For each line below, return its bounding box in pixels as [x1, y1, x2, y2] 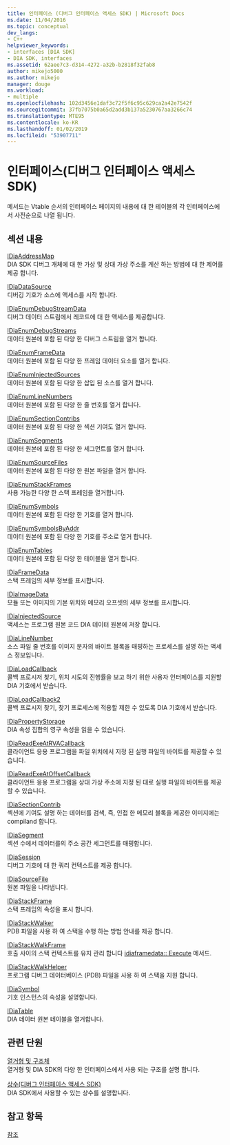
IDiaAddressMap [7, 252, 54, 260]
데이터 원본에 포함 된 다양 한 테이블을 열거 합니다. [7, 554, 140, 563]
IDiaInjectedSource [7, 612, 61, 620]
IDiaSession [7, 853, 41, 861]
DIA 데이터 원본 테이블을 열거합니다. [7, 1015, 104, 1023]
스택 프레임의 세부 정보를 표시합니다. [7, 576, 105, 585]
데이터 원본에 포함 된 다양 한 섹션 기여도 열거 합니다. [7, 423, 147, 431]
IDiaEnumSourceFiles [7, 458, 67, 466]
